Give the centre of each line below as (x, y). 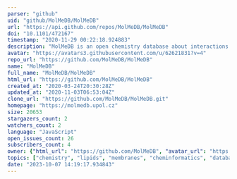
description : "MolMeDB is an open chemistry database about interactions (118, 47)
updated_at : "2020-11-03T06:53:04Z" (61, 92)
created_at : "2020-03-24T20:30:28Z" (61, 86)
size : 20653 (25, 112)
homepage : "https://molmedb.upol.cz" (63, 106)
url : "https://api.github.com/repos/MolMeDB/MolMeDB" (88, 27)
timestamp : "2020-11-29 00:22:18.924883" (69, 40)
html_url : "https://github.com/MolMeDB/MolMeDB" (80, 79)
